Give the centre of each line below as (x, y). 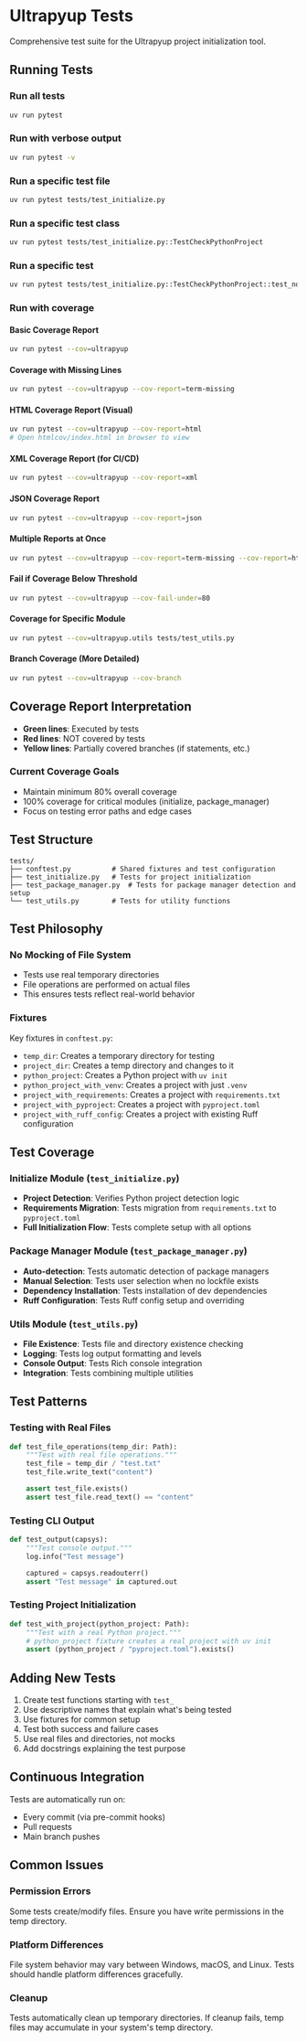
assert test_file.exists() (77, 1489)
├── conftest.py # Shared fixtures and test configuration (143, 869)
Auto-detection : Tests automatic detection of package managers (146, 1271)
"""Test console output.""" (79, 1548)
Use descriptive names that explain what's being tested (127, 1710)
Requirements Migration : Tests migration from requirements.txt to (149, 1208)
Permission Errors (50, 1891)
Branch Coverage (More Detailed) (74, 658)
